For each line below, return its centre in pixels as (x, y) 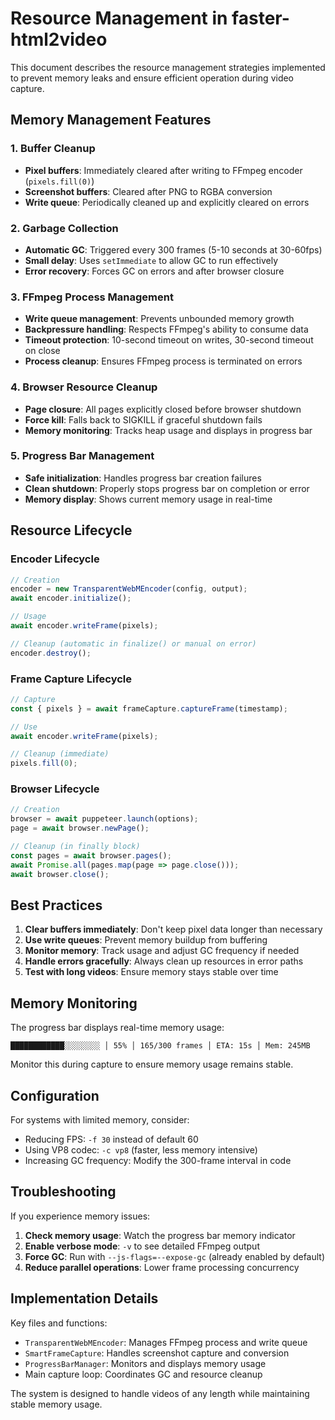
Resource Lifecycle (71, 530)
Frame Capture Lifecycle (71, 679)
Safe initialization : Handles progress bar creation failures (143, 478)
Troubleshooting (63, 1192)
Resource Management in (119, 18)
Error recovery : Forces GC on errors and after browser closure (154, 271)
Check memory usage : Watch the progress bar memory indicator (160, 1235)
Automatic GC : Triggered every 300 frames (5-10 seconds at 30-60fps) (173, 249)
